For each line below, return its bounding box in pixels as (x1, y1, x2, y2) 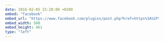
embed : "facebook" (5, 12, 42, 16)
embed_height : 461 (5, 25, 42, 30)
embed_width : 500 (5, 20, 41, 26)
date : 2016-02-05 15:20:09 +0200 (5, 7, 73, 12)
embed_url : (5, 16, 27, 21)
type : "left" (5, 29, 32, 34)
